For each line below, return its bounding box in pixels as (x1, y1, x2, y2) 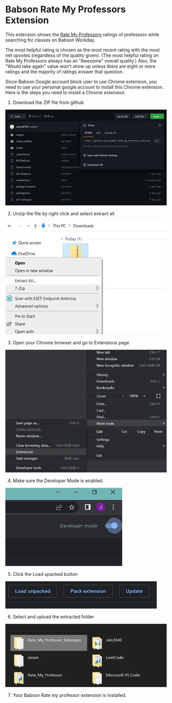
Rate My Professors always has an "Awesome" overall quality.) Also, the (5, 57, 157, 64)
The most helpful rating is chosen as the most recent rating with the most (5, 47, 160, 53)
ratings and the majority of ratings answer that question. (5, 68, 124, 75)
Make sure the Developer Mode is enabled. (12, 478, 104, 484)
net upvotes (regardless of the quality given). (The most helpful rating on (5, 52, 159, 58)
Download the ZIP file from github (12, 99, 84, 106)
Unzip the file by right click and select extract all (12, 210, 115, 216)
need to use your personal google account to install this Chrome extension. (5, 84, 164, 90)
